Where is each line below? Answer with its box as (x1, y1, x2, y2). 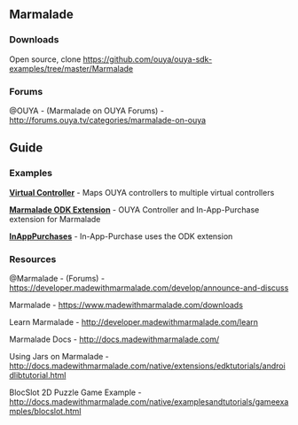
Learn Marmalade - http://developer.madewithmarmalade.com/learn (9, 316, 259, 327)
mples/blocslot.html (9, 406, 82, 416)
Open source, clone (9, 53, 82, 65)
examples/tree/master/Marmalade (9, 63, 134, 73)
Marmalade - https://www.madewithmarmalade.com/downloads (9, 299, 244, 310)
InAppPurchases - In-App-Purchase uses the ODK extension (9, 230, 233, 242)
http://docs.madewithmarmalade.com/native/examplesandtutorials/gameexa (9, 396, 289, 406)
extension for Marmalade (9, 213, 101, 224)
